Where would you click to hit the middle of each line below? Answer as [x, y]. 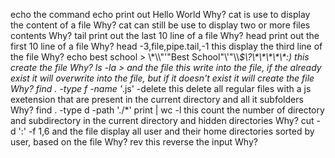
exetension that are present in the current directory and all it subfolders [157, 99]
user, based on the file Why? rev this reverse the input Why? [134, 142]
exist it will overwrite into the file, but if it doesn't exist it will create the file [162, 78]
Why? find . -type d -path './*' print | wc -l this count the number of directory [167, 110]
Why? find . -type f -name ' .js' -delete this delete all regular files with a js [161, 88]
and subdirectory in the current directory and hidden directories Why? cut [162, 120]
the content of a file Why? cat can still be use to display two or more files [160, 25]
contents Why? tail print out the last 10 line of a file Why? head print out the [165, 35]
